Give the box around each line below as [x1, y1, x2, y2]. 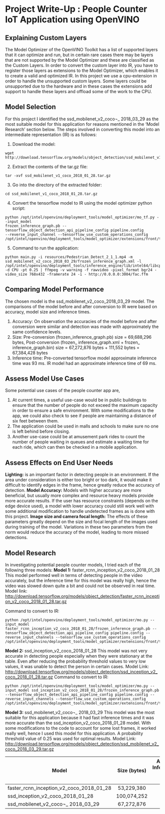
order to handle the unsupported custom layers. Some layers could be [5, 78, 147, 84]
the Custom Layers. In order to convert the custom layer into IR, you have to [5, 63, 158, 68]
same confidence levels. [12, 329, 62, 335]
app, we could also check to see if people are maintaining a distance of [12, 413, 157, 419]
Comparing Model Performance [5, 285, 104, 294]
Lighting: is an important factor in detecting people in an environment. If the [5, 472, 159, 478]
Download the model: [12, 141, 55, 147]
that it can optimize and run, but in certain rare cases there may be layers [5, 52, 153, 58]
